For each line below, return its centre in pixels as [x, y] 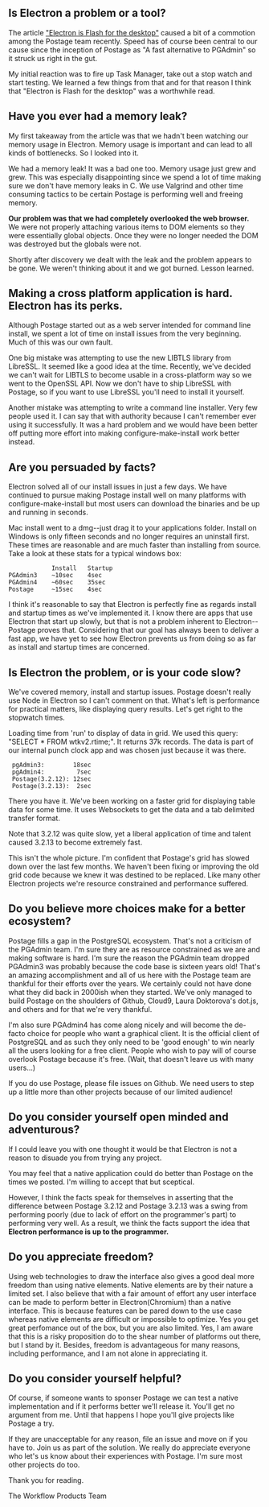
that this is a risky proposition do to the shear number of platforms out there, [135, 1336]
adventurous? [44, 1130]
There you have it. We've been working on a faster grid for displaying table [132, 801]
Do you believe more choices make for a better [127, 909]
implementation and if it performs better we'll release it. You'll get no [122, 1406]
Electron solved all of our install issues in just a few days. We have [118, 487]
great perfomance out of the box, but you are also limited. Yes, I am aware [131, 1327]
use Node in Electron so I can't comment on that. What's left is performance [134, 700]
